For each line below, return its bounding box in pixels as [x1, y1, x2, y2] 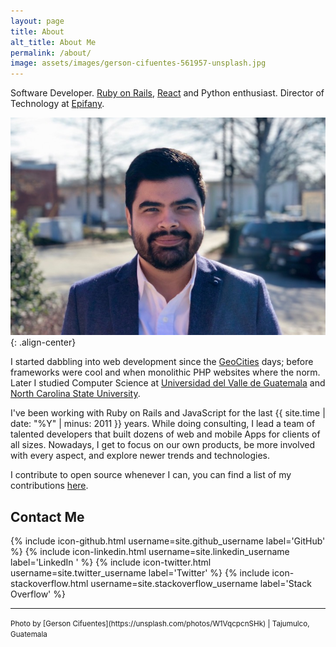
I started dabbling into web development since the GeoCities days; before [10, 356, 314, 368]
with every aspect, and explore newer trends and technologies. [10, 450, 270, 462]
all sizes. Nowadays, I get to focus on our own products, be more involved [10, 439, 316, 451]
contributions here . [10, 480, 89, 492]
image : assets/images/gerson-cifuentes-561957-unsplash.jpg [10, 58, 267, 69]
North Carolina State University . [10, 388, 141, 400]
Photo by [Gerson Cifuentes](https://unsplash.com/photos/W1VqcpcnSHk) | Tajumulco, [10, 619, 310, 629]
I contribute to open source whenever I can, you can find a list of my [10, 469, 292, 481]
